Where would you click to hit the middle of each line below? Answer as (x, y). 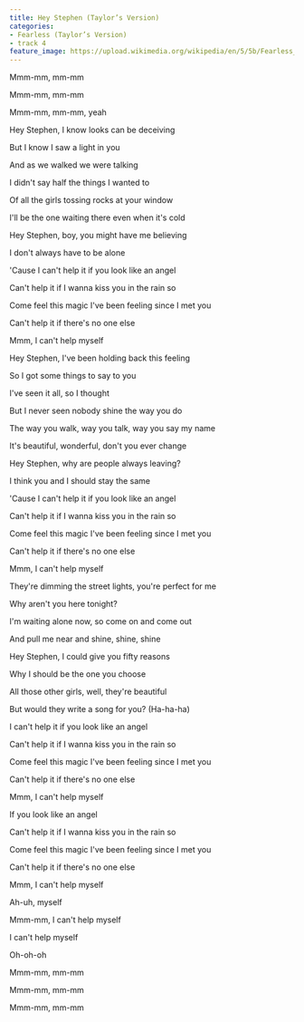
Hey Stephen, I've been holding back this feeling (100, 358)
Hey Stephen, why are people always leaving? (95, 464)
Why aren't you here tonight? (63, 604)
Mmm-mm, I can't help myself (66, 920)
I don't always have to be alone (67, 253)
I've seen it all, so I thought (60, 393)
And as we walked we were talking (74, 165)
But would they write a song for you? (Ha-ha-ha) (100, 709)
